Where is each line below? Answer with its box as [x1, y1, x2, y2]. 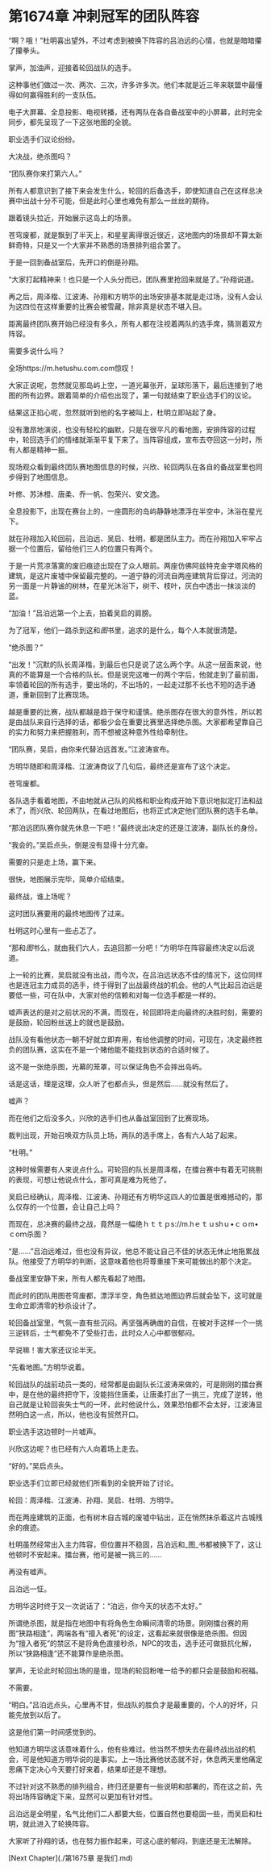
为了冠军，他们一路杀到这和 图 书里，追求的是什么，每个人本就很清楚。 [8, 625, 242, 635]
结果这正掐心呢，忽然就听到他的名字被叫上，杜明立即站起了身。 [8, 407, 220, 417]
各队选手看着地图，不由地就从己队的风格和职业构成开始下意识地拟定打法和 [8, 795, 256, 805]
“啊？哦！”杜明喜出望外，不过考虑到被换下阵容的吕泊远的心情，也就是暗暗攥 [8, 35, 262, 45]
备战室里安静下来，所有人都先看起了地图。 [8, 1273, 150, 1283]
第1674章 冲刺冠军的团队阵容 [8, 7, 200, 26]
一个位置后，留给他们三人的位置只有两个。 [15, 544, 157, 553]
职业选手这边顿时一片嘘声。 [8, 1427, 101, 1436]
